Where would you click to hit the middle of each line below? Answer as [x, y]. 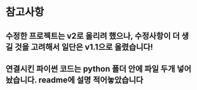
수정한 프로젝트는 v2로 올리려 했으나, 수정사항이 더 [93, 36]
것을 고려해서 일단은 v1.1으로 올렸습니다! [84, 47]
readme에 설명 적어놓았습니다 [91, 80]
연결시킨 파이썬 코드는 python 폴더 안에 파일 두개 [90, 69]
